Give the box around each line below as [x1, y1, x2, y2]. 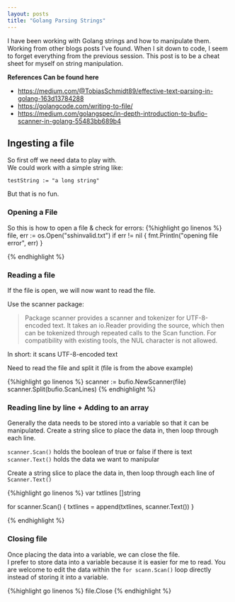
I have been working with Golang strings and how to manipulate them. [7, 36, 211, 45]
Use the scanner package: [7, 299, 85, 308]
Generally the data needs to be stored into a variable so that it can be [7, 419, 209, 428]
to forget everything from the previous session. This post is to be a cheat [7, 51, 220, 60]
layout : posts [7, 10, 50, 18]
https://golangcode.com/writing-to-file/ [17, 101, 133, 110]
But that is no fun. [7, 189, 59, 199]
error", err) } [7, 238, 43, 247]
